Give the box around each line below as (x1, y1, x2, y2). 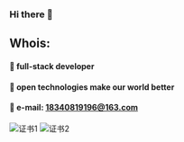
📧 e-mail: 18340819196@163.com (9, 102, 138, 113)
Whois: (9, 36, 51, 51)
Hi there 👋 (9, 8, 54, 21)
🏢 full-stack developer (9, 60, 95, 71)
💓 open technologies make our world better (9, 81, 175, 93)
